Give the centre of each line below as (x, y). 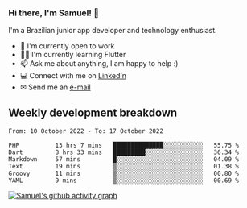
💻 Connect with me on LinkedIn (73, 76)
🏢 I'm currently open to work (67, 46)
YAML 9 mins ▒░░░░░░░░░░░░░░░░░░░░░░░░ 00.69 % (124, 181)
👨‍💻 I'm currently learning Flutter (73, 55)
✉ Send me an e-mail (55, 87)
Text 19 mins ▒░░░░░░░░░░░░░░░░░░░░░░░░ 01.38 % (124, 167)
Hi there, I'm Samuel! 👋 (54, 13)
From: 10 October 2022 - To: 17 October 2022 (86, 131)
